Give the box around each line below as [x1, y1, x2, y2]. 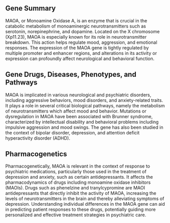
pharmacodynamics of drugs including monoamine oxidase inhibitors [5, 179, 151, 185]
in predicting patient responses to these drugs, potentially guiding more [5, 206, 156, 213]
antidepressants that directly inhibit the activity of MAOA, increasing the [5, 190, 157, 197]
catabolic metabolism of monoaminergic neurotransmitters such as [5, 23, 147, 29]
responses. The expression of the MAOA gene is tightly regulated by [5, 44, 149, 50]
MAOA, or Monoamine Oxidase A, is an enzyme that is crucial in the [5, 17, 148, 23]
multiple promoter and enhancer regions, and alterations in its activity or [5, 50, 157, 56]
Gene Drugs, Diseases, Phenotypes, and [5, 70, 137, 79]
